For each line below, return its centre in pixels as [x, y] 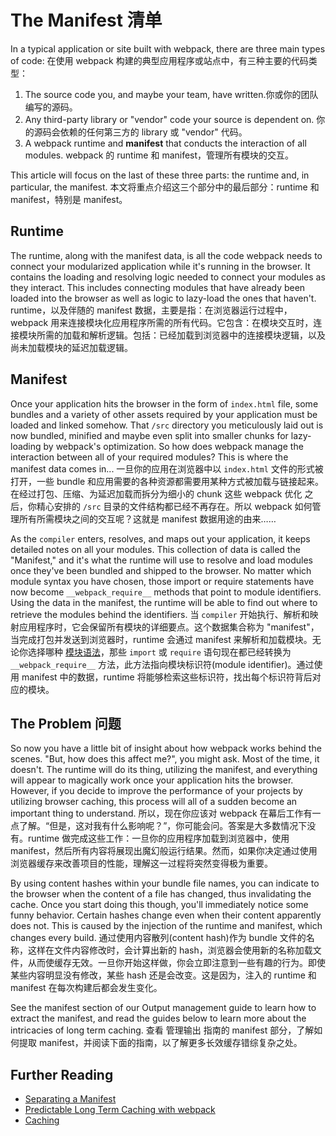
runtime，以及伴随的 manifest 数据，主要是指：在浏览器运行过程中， [151, 310]
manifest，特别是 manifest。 [69, 199]
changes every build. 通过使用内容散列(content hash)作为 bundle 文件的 [158, 938]
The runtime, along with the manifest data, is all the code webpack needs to [166, 255]
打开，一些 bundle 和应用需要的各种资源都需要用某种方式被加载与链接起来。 [167, 481]
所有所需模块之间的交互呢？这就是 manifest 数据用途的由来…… [147, 518]
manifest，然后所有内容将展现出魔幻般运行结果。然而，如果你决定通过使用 [164, 851]
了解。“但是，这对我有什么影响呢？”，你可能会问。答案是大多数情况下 [163, 826]
